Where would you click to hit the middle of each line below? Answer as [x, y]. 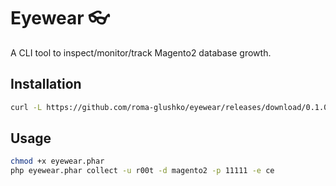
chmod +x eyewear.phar [57, 161]
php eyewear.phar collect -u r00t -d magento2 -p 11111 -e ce [142, 171]
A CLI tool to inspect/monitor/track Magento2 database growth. [141, 52]
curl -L [26, 107]
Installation [46, 84]
